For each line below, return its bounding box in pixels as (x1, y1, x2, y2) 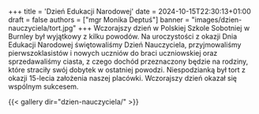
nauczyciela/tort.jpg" (8, 24, 77, 32)
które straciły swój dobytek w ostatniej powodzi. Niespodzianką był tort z (8, 65, 246, 74)
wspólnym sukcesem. (8, 82, 79, 91)
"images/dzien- (191, 15, 242, 24)
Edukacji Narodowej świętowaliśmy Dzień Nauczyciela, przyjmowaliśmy (8, 40, 242, 50)
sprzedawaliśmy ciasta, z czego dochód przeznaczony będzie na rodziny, (8, 57, 249, 66)
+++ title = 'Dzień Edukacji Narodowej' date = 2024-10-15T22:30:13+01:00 (8, 7, 251, 16)
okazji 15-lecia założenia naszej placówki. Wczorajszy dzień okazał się (8, 74, 238, 83)
